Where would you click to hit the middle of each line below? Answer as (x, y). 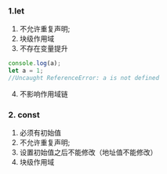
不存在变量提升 (44, 49)
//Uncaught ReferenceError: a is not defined (83, 78)
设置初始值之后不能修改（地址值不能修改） (88, 152)
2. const (24, 114)
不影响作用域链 (44, 94)
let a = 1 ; (26, 71)
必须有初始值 (40, 133)
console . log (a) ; (34, 63)
